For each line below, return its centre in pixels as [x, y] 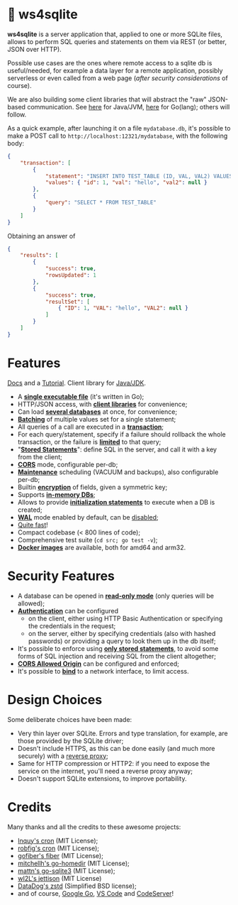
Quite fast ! [33, 525]
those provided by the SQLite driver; [70, 740]
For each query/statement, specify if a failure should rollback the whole [121, 434]
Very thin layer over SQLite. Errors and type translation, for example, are [123, 733]
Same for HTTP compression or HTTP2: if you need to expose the [114, 763]
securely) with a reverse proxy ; [63, 756]
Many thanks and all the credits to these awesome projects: [94, 827]
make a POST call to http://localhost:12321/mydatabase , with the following [118, 136]
